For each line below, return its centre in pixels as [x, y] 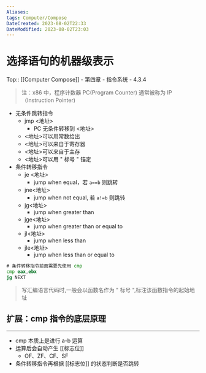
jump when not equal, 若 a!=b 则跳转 [79, 198]
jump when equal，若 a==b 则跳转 [76, 182]
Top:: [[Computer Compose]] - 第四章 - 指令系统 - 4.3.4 [76, 80]
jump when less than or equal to [74, 255]
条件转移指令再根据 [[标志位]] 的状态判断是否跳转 [77, 363]
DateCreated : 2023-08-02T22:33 [46, 23]
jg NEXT [16, 277]
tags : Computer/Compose [37, 18]
